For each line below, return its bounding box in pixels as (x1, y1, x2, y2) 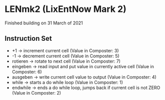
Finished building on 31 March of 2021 (4, 20, 83, 26)
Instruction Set (4, 34, 52, 43)
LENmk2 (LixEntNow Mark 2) (4, 3, 127, 15)
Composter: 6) (11, 69, 42, 75)
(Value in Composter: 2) (11, 90, 61, 96)
